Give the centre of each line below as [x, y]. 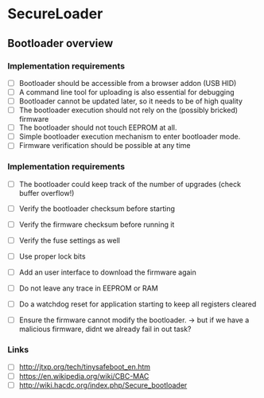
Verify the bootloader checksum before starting [97, 209]
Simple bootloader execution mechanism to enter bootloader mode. [130, 137]
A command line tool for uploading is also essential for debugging [127, 92]
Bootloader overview [60, 43]
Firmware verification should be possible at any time [105, 146]
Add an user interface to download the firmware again [107, 272]
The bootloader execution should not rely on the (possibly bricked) [128, 110]
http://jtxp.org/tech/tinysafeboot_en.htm [85, 367]
